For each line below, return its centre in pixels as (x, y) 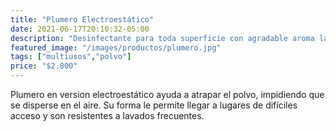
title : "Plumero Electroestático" (82, 19)
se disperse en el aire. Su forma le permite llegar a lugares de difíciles (154, 105)
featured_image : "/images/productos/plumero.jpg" (116, 47)
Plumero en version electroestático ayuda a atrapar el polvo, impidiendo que (167, 94)
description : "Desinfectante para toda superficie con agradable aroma (162, 38)
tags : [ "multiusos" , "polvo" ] (71, 57)
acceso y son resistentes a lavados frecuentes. (107, 115)
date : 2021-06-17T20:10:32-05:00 (80, 29)
